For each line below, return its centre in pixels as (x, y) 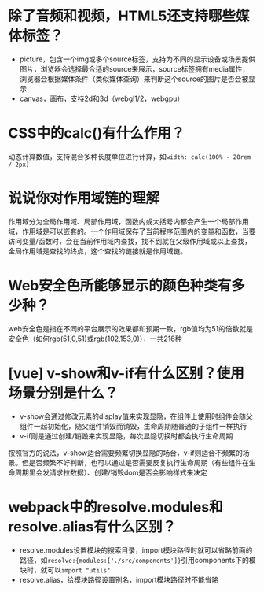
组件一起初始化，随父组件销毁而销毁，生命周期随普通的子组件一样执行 (133, 426)
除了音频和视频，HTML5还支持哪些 (122, 16)
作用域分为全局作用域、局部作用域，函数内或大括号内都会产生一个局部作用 (128, 221)
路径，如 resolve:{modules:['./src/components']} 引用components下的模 (138, 560)
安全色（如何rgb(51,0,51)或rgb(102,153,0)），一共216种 (95, 339)
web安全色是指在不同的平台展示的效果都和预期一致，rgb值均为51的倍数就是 (131, 328)
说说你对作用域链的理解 (84, 198)
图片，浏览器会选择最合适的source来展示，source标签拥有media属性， (134, 68)
